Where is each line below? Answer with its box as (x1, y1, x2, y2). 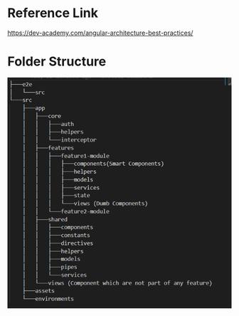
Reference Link (7, 5, 98, 21)
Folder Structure (7, 53, 107, 70)
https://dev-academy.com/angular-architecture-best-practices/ (7, 28, 193, 37)
